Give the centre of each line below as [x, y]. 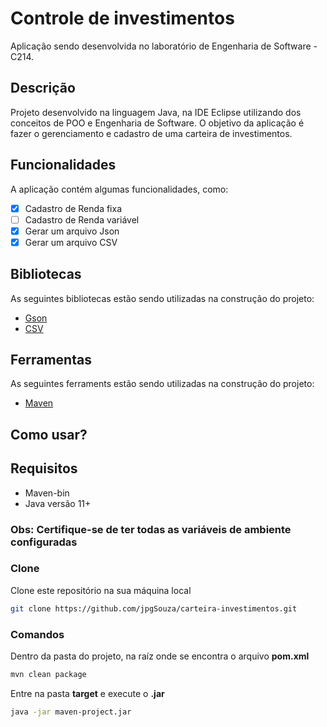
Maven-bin [47, 493]
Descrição [43, 88]
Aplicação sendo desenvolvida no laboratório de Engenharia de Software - [164, 46]
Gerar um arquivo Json [72, 231]
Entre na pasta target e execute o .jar [87, 693]
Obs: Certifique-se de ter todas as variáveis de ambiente [151, 529]
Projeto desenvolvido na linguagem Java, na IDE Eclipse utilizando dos [156, 112]
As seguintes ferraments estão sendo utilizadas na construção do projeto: [162, 384]
